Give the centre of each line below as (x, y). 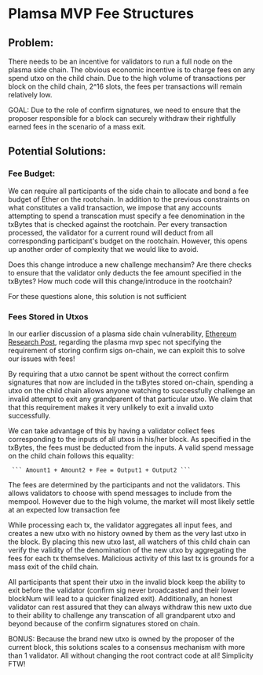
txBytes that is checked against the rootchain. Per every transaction (118, 224)
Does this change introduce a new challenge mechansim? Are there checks (130, 265)
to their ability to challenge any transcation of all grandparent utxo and (122, 615)
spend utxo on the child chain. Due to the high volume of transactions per (127, 78)
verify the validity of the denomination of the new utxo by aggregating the (127, 549)
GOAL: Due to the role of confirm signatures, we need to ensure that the (124, 110)
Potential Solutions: (57, 151)
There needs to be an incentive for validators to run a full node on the (121, 61)
